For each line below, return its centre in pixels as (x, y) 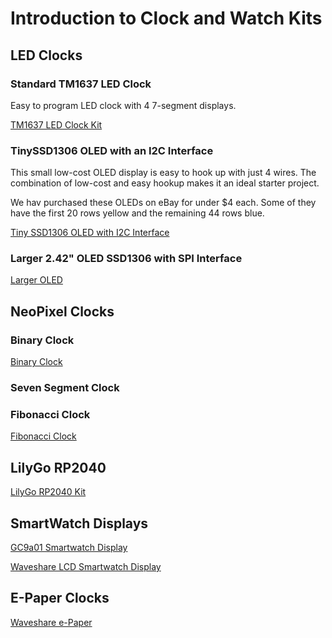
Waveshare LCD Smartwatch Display (86, 566)
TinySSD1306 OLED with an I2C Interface (112, 150)
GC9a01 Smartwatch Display (69, 547)
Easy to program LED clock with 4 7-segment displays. (123, 105)
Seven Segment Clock (65, 388)
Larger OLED (36, 280)
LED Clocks (46, 55)
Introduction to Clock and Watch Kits (166, 18)
